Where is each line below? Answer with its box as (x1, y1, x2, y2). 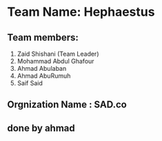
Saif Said (17, 79, 43, 87)
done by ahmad (7, 122, 76, 134)
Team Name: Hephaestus (7, 4, 155, 20)
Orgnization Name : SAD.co (7, 99, 128, 111)
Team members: (7, 32, 79, 43)
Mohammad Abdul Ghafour (17, 57, 94, 65)
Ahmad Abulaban (17, 65, 67, 72)
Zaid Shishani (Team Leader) (17, 50, 99, 58)
